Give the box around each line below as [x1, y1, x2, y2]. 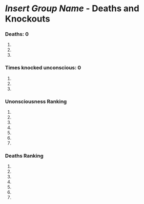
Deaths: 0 [5, 31, 29, 38]
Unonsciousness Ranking [5, 98, 67, 105]
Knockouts [5, 13, 50, 24]
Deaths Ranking [5, 152, 44, 159]
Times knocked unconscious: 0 [5, 64, 82, 71]
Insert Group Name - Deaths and [5, 3, 140, 14]
